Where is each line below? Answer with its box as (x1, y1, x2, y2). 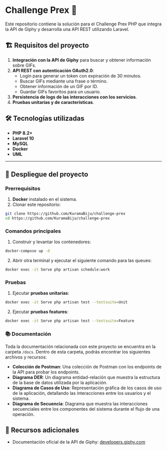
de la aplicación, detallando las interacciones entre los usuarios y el (12, 390, 151, 396)
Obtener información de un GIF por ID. (19, 83, 98, 89)
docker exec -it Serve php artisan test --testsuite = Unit (5, 300, 128, 305)
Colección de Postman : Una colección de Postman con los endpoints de (12, 364, 162, 370)
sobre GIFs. (12, 62, 36, 68)
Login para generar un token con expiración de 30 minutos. (19, 73, 142, 79)
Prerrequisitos (5, 185, 41, 192)
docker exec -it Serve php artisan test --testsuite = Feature (5, 318, 135, 324)
